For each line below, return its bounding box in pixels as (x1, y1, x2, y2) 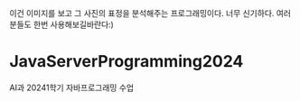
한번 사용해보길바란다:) (33, 19, 115, 30)
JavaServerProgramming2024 (9, 51, 244, 72)
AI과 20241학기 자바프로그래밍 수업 (9, 82, 134, 93)
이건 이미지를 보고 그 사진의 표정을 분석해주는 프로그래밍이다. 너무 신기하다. (9, 8, 275, 18)
